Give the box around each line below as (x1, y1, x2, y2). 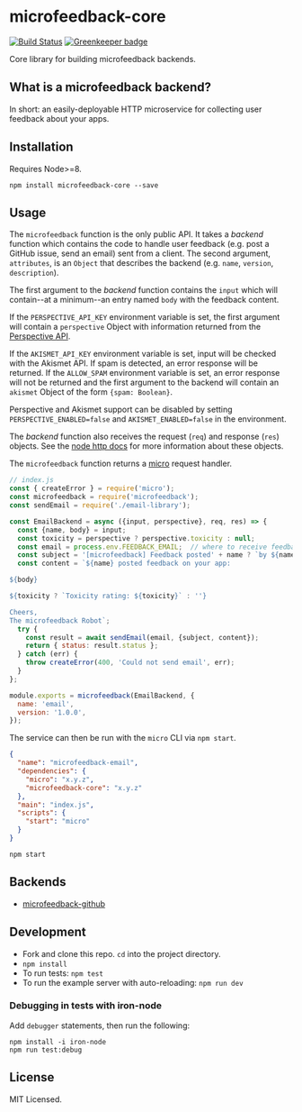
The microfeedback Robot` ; (9, 615, 111, 625)
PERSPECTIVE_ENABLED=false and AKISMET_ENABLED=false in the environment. (9, 414, 287, 424)
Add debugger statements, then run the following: (9, 1020, 191, 1031)
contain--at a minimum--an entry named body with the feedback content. (9, 295, 280, 305)
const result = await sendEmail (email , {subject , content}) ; (25, 633, 259, 642)
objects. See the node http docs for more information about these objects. (9, 441, 284, 451)
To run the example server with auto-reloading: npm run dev (22, 977, 244, 988)
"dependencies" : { (17, 767, 87, 776)
